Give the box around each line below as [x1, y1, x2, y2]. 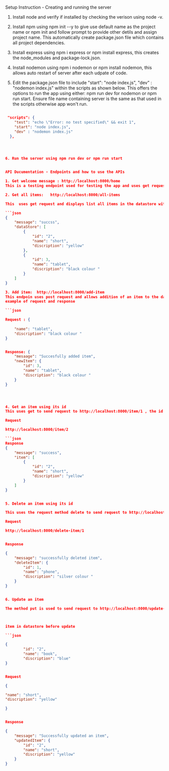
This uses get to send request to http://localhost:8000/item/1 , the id [5, 409, 163, 414]
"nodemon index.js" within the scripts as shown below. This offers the [12, 85, 157, 91]
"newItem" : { [14, 359, 42, 364]
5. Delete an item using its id [5, 501, 73, 506]
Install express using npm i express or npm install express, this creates [12, 50, 159, 55]
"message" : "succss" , [14, 220, 59, 225]
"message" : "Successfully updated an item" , [14, 733, 109, 738]
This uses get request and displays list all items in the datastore [5, 201, 156, 207]
